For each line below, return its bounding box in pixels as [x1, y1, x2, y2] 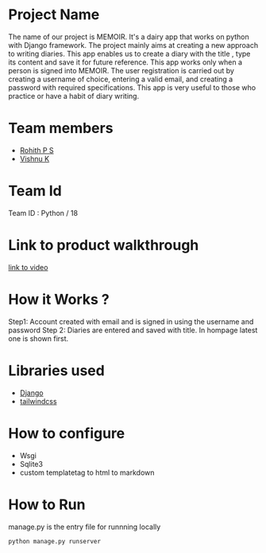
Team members [8, 120, 114, 137]
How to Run [8, 496, 86, 513]
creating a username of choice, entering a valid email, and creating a [8, 74, 233, 84]
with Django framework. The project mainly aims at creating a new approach [8, 40, 259, 49]
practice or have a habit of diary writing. [8, 91, 140, 100]
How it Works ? [8, 290, 110, 308]
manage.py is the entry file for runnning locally [8, 522, 161, 531]
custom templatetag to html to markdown [19, 468, 155, 477]
